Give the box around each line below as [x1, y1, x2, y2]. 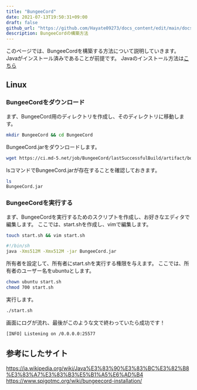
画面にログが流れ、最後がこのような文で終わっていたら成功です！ [6, 319, 165, 326]
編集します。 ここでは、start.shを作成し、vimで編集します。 [6, 220, 152, 227]
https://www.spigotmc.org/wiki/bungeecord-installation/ [6, 377, 142, 384]
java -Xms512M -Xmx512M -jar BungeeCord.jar [6, 249, 117, 255]
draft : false [6, 19, 38, 25]
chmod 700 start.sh [6, 285, 54, 290]
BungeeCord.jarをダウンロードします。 [6, 143, 101, 150]
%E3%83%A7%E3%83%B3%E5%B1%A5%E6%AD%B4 [6, 371, 144, 378]
